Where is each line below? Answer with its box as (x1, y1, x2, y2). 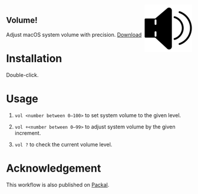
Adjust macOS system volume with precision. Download (6, 31, 142, 38)
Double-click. (6, 71, 39, 78)
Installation (6, 52, 62, 65)
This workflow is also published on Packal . (6, 181, 110, 188)
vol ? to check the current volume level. (14, 141, 113, 148)
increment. (14, 129, 41, 137)
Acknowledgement (6, 161, 101, 175)
